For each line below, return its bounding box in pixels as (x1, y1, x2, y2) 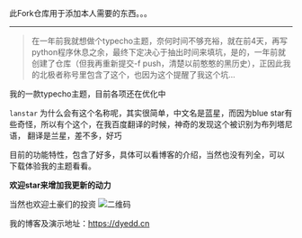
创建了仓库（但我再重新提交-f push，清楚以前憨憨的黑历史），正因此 (31, 58, 283, 69)
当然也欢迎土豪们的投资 (9, 199, 96, 209)
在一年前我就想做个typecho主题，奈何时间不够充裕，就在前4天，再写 (31, 35, 288, 46)
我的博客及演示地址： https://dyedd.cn (9, 218, 150, 228)
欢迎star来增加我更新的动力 (9, 179, 111, 190)
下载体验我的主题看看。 (9, 160, 96, 171)
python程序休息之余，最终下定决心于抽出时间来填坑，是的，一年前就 (31, 47, 286, 57)
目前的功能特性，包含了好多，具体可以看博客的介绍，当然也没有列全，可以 (9, 150, 285, 160)
